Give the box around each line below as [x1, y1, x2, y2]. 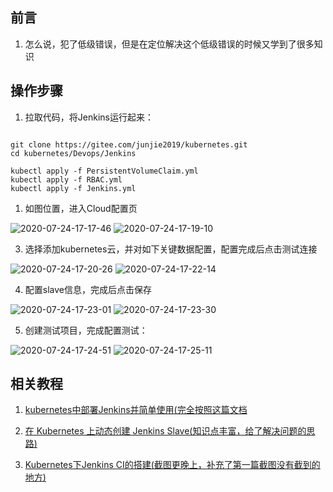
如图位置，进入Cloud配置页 [24, 202, 138, 214]
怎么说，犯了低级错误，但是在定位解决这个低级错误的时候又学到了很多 [24, 38, 315, 50]
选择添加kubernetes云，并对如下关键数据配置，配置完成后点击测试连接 [24, 243, 318, 255]
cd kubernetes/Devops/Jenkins [10, 148, 137, 158]
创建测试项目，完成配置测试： [24, 324, 148, 336]
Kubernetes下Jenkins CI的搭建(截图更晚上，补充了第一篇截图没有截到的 [24, 459, 321, 471]
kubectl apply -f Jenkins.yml [10, 183, 137, 193]
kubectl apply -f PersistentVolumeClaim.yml [10, 166, 199, 176]
